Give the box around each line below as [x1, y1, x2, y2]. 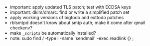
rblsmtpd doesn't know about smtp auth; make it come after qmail [9, 20, 146, 25]
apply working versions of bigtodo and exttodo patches [9, 15, 124, 20]
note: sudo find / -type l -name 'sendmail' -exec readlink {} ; [9, 35, 134, 41]
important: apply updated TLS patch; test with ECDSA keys [9, 4, 131, 10]
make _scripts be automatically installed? [9, 30, 96, 36]
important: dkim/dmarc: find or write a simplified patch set [9, 9, 130, 15]
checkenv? [9, 25, 32, 31]
